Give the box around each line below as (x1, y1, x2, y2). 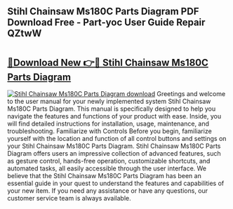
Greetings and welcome (157, 90, 226, 97)
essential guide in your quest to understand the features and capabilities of (7, 179, 225, 187)
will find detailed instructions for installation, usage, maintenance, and (7, 119, 209, 128)
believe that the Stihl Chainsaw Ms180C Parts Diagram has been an (7, 172, 201, 180)
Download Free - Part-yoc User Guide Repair (7, 17, 206, 29)
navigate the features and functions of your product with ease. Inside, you (7, 112, 222, 120)
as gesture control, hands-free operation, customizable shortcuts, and (7, 157, 211, 165)
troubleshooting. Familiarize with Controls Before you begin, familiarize (7, 127, 212, 135)
